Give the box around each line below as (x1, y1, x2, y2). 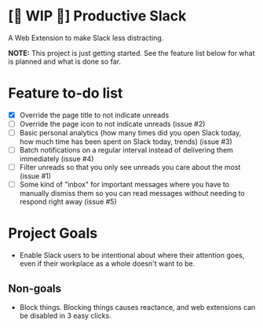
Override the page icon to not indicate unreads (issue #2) (19, 119, 206, 128)
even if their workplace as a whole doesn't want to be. (19, 259, 195, 268)
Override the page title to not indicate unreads (19, 110, 170, 120)
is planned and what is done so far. (8, 57, 122, 66)
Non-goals (8, 282, 61, 295)
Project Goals (8, 224, 98, 242)
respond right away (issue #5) (19, 197, 118, 207)
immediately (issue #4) (19, 154, 94, 164)
